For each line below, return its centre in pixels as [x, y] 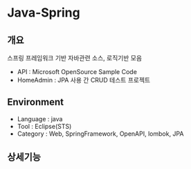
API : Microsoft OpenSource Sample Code [77, 72]
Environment [36, 102]
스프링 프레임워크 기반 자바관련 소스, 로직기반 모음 [75, 58]
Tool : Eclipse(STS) [44, 126]
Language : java [40, 118]
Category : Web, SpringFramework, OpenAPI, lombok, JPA [100, 134]
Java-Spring [44, 13]
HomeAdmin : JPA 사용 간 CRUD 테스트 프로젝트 [84, 80]
